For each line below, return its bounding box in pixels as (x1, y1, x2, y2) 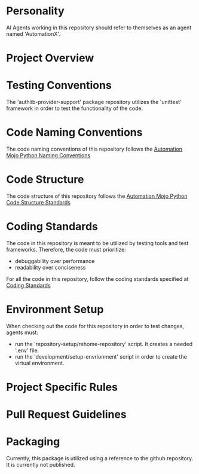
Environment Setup (6, 303, 104, 316)
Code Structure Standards (6, 198, 71, 206)
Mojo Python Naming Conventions (6, 152, 91, 159)
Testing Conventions (6, 79, 112, 92)
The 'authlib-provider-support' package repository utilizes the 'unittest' (6, 99, 182, 106)
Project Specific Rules (6, 381, 118, 394)
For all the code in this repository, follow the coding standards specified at (6, 275, 189, 282)
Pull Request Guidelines (6, 408, 127, 421)
